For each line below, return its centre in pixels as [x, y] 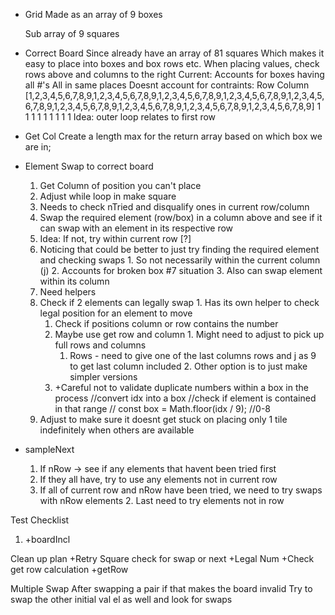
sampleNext [49, 449]
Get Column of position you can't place [120, 185]
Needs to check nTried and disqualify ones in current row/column [174, 207]
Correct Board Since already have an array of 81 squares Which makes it [174, 53]
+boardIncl [47, 539]
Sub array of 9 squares [72, 33]
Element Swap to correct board [89, 166]
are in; [38, 147]
